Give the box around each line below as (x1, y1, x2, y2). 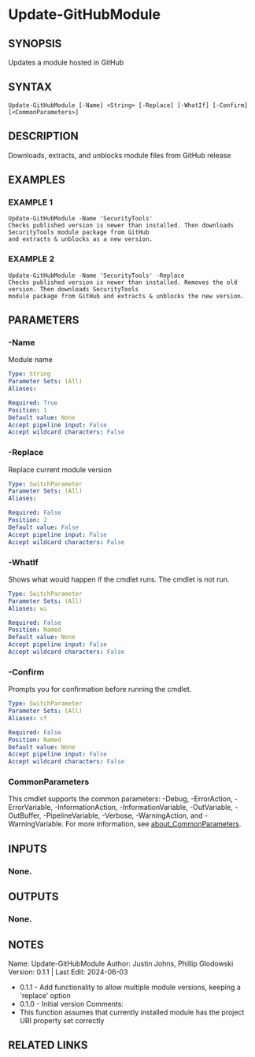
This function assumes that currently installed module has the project (19, 1007, 245, 1017)
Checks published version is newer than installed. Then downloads (8, 222, 235, 230)
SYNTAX (8, 80, 53, 94)
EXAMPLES (8, 173, 65, 187)
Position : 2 (8, 516, 47, 524)
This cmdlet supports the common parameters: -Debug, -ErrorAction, (8, 794, 234, 804)
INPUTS (8, 842, 47, 856)
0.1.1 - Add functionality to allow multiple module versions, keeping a (19, 982, 242, 992)
